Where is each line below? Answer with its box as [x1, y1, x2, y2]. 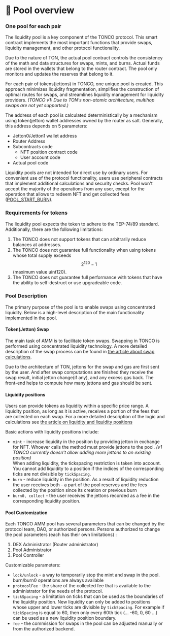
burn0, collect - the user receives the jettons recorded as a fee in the [12, 492, 160, 499]
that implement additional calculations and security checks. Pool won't [5, 180, 153, 187]
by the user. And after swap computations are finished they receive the [5, 369, 154, 375]
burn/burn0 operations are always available [12, 577, 104, 583]
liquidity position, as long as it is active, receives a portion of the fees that [5, 408, 159, 414]
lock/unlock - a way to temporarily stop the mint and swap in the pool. [12, 572, 160, 578]
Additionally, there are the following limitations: [5, 226, 103, 232]
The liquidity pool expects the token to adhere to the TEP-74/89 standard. [5, 221, 159, 227]
